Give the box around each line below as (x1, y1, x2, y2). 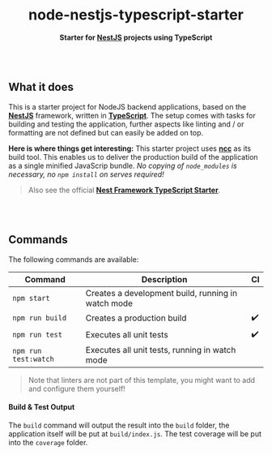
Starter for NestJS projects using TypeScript (59, 32, 213, 42)
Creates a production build (85, 312, 187, 324)
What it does (8, 80, 74, 94)
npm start (12, 294, 50, 303)
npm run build (12, 314, 67, 323)
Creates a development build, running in (85, 287, 237, 298)
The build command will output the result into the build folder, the (8, 420, 230, 430)
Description (141, 273, 188, 285)
